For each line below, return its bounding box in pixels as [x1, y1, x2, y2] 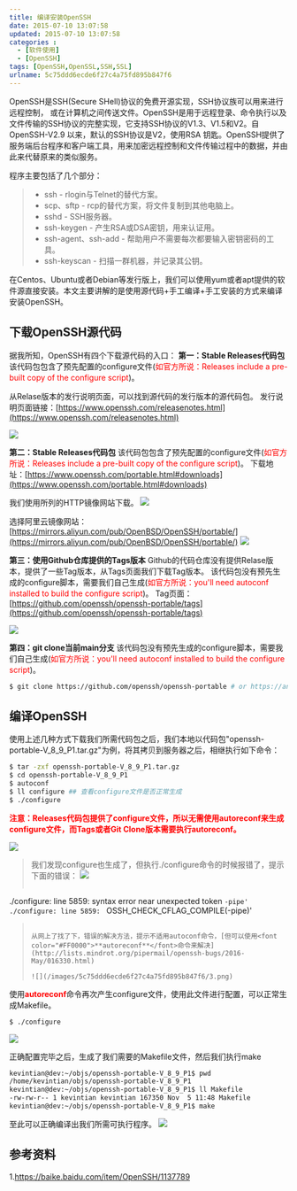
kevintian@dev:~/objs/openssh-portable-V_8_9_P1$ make [9, 1102, 216, 1110]
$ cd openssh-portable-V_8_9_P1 [9, 771, 128, 780]
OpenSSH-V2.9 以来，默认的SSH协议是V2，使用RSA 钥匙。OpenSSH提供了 [9, 129, 286, 140]
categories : [9, 37, 57, 47]
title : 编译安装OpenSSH [9, 12, 91, 22]
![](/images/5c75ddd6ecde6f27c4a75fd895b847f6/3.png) [30, 971, 233, 981]
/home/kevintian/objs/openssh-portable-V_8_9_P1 [9, 1077, 192, 1086]
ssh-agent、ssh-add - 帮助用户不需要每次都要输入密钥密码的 [43, 233, 267, 244]
